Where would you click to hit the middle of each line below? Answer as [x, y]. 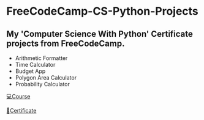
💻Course [18, 96]
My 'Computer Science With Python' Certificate [100, 34]
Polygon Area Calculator [46, 77]
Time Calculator [35, 65]
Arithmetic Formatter [41, 58]
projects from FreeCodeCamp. [66, 43]
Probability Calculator [43, 84]
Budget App [30, 71]
